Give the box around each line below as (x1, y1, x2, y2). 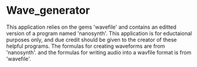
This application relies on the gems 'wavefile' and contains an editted (6, 23, 177, 31)
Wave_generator (6, 4, 90, 17)
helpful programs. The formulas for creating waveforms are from (6, 42, 165, 50)
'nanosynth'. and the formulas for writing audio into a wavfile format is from (6, 48, 192, 56)
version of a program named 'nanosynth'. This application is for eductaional (6, 29, 192, 36)
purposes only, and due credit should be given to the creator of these (6, 36, 177, 43)
